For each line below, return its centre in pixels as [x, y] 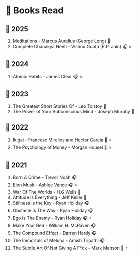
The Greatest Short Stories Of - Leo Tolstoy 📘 [60, 106]
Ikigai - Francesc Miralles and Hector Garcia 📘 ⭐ [62, 140]
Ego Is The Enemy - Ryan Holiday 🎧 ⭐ [52, 218]
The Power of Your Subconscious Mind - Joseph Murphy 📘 [73, 111]
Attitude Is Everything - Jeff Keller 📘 [50, 197]
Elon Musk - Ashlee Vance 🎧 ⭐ [45, 185]
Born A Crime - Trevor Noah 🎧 [45, 177]
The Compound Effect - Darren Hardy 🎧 [55, 233]
